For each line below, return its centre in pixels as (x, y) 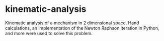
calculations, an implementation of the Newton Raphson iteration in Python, (82, 28)
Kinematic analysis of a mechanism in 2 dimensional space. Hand (72, 23)
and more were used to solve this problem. (49, 33)
